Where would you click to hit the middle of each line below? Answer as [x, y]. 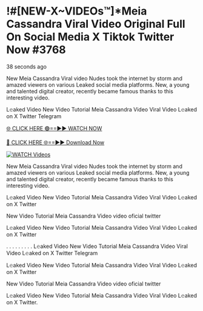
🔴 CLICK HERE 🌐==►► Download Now [55, 142]
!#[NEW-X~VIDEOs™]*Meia [77, 11]
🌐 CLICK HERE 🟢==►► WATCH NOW [54, 128]
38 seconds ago [27, 66]
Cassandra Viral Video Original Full [96, 24]
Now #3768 [36, 50]
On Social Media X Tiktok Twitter [90, 37]
